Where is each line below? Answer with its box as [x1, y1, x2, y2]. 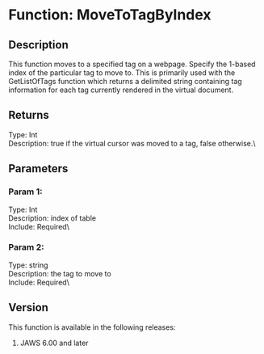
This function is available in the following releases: [8, 322, 176, 332]
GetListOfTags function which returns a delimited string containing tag [8, 77, 242, 86]
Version [8, 301, 48, 314]
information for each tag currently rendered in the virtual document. [8, 85, 234, 95]
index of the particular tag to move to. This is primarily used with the [8, 68, 236, 78]
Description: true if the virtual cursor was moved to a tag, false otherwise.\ [8, 138, 256, 148]
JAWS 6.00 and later [19, 338, 89, 348]
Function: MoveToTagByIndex [8, 6, 212, 24]
